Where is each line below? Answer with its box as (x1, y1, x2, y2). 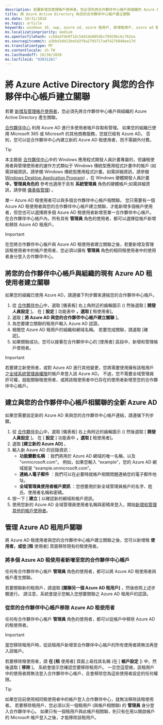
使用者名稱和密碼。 (28, 489, 66, 495)
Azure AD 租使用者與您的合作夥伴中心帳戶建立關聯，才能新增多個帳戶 (5, 204, 145, 209)
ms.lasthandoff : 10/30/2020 (5, 52, 62, 57)
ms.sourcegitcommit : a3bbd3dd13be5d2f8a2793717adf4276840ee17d (5, 39, 136, 44)
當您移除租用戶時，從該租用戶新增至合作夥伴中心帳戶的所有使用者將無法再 (5, 642, 154, 648)
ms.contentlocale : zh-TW (5, 48, 55, 52)
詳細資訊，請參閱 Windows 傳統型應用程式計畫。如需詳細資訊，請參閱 (9, 169, 149, 175)
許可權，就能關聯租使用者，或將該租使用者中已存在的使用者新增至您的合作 (5, 377, 154, 382)
